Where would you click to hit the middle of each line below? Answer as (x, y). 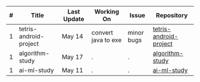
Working (107, 12)
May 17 (72, 57)
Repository (172, 15)
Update (74, 19)
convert (102, 33)
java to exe (107, 40)
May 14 (72, 36)
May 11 (72, 70)
